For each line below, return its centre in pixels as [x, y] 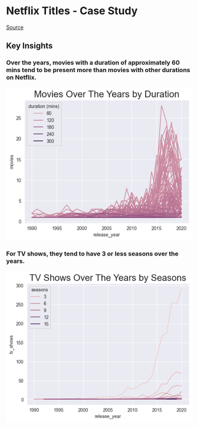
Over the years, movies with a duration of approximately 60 [93, 63]
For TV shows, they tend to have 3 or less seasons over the [92, 254]
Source [15, 27]
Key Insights [29, 46]
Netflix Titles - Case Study [72, 11]
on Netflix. [22, 77]
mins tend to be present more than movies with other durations [98, 70]
